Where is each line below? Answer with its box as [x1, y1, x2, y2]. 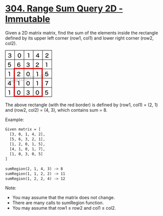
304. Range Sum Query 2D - [5, 3, 123, 14]
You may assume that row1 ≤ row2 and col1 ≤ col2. [12, 205, 116, 211]
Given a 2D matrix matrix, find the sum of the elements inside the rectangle [5, 30, 159, 36]
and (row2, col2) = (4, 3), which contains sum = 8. [5, 107, 108, 113]
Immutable [5, 13, 51, 25]
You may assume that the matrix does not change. [12, 194, 115, 200]
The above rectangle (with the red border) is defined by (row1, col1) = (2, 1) [5, 102, 158, 108]
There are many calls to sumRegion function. [12, 200, 104, 206]
